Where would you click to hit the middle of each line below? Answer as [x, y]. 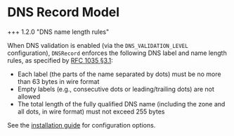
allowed [29, 97]
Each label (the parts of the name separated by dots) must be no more [119, 74]
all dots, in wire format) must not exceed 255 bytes [91, 111]
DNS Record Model [64, 12]
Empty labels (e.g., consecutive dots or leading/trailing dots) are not [116, 89]
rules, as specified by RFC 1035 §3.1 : [60, 60]
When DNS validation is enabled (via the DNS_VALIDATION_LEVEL [98, 45]
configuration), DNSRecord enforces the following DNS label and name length [117, 53]
